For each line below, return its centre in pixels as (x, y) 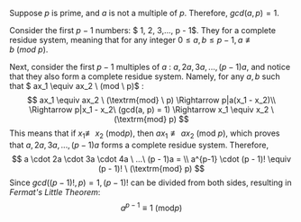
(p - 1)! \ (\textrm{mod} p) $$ (151, 168)
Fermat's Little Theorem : (55, 191)
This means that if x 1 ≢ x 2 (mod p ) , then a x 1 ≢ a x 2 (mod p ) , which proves (145, 134)
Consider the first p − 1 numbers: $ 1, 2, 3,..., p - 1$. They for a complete (143, 30)
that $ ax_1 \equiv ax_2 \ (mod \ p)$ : (77, 86)
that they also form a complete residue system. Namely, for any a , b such (145, 76)
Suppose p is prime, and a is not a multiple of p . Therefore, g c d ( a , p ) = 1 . (144, 13)
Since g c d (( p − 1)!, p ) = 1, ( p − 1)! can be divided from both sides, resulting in (151, 182)
